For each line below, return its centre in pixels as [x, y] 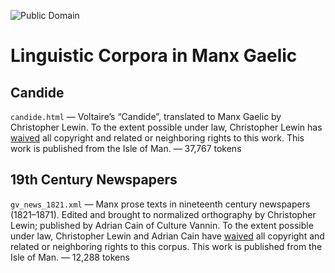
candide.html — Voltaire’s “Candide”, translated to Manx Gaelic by [146, 116]
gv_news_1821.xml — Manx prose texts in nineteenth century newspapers [160, 204]
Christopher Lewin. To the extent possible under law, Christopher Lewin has [166, 127]
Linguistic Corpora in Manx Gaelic [154, 56]
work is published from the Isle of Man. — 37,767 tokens [126, 148]
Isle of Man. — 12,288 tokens [70, 257]
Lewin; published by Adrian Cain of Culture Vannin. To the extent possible [162, 225]
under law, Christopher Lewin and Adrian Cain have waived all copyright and [167, 236]
